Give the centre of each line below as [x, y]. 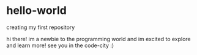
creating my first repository [41, 27]
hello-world [37, 11]
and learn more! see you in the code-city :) [60, 45]
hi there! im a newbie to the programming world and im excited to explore [98, 39]
